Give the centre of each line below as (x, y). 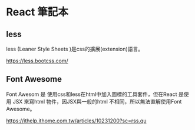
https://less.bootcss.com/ (37, 61)
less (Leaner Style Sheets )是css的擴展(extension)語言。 (75, 49)
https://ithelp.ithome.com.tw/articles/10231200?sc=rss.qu (76, 121)
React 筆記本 (37, 12)
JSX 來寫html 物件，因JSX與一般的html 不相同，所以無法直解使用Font (97, 101)
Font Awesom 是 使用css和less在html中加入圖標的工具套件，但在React (92, 94)
